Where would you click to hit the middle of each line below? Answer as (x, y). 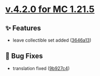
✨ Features (23, 28)
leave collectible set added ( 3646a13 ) (52, 40)
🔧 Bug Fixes (24, 56)
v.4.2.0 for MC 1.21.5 (50, 9)
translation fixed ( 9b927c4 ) (41, 68)
